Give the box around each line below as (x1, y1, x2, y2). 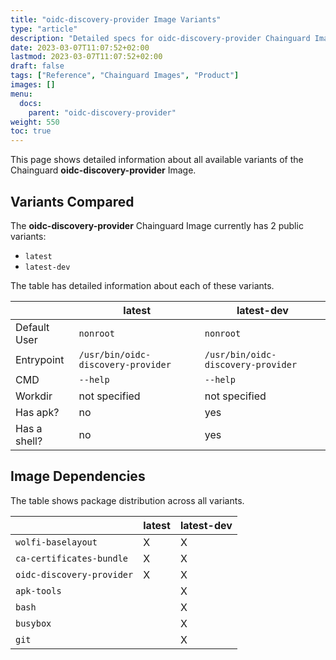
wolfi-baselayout (15, 536, 98, 548)
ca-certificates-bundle (15, 552, 129, 564)
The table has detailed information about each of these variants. (10, 279, 275, 291)
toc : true (10, 126, 52, 136)
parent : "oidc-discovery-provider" (28, 107, 177, 118)
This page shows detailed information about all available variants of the (10, 154, 304, 166)
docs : (19, 98, 43, 108)
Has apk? (15, 405, 60, 419)
